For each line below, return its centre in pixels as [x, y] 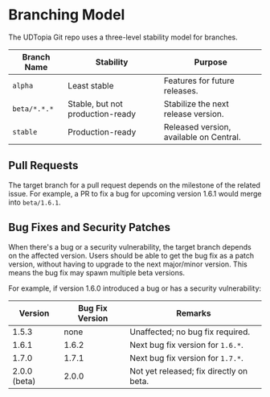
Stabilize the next [196, 104]
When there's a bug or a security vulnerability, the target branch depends [130, 246]
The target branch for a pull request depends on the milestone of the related [135, 185]
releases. [181, 90]
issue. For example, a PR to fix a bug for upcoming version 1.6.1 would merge [135, 193]
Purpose [211, 62]
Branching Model [67, 15]
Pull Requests [43, 165]
